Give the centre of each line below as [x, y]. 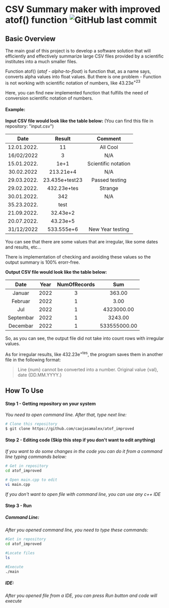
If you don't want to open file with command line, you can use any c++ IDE [83, 494]
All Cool [109, 147]
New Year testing [109, 229]
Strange [109, 188]
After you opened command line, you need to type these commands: [77, 530]
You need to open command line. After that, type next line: [66, 415]
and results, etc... [23, 247]
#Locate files [20, 553]
